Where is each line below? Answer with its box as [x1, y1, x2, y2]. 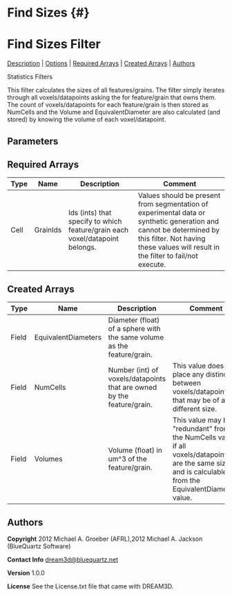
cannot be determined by [137, 226, 220, 235]
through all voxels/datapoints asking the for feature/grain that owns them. [7, 93, 216, 101]
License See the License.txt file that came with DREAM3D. [7, 582, 174, 590]
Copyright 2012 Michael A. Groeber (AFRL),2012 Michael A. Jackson [7, 535, 203, 543]
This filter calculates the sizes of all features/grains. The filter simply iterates [7, 86, 225, 95]
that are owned [108, 383, 157, 393]
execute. [137, 260, 166, 270]
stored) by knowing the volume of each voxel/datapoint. [7, 115, 166, 123]
